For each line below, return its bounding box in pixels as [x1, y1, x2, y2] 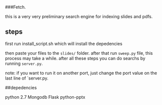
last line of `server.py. [5, 75, 49, 81]
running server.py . [5, 61, 43, 66]
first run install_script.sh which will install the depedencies [5, 41, 122, 46]
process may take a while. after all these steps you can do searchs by [5, 55, 146, 61]
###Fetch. [5, 4, 26, 10]
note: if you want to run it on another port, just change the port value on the [5, 70, 158, 76]
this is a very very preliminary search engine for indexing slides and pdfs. [5, 14, 153, 19]
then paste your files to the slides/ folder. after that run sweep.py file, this [5, 50, 153, 56]
